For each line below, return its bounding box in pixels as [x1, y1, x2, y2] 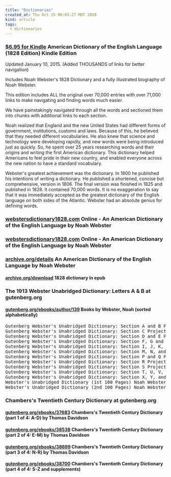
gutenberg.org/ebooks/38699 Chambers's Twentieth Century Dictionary [5, 443, 164, 449]
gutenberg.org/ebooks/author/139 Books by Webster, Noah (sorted [5, 307, 151, 313]
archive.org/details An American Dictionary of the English [5, 256, 152, 263]
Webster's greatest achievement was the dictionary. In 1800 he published [5, 170, 159, 177]
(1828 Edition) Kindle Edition [5, 49, 77, 57]
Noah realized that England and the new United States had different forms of [5, 122, 166, 129]
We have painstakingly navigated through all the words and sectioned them [5, 107, 163, 113]
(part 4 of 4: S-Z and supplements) [5, 466, 81, 472]
